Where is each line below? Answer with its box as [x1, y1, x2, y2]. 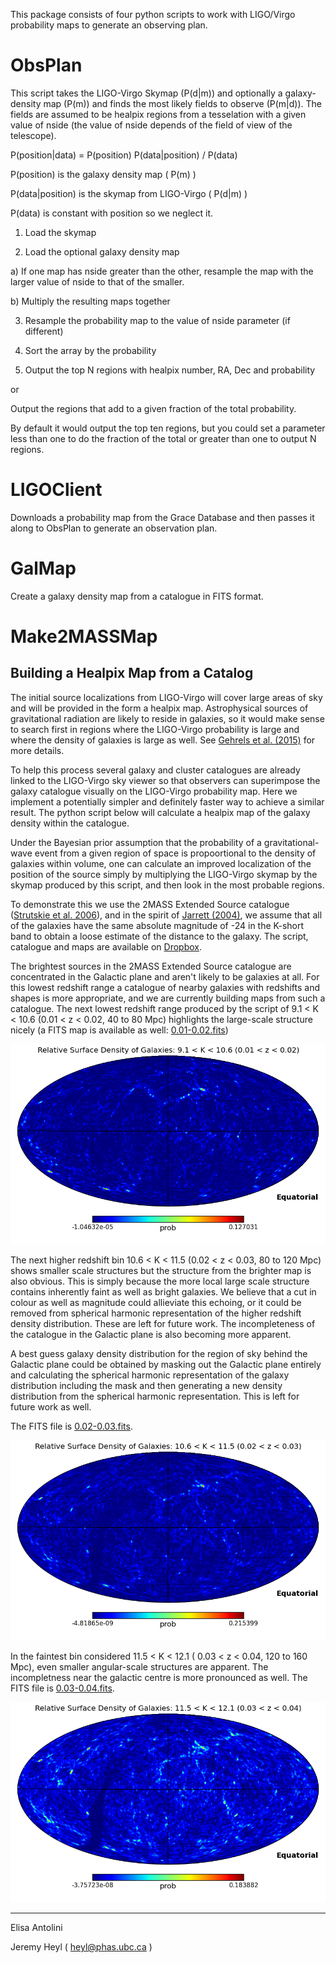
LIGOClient [10, 479, 103, 501]
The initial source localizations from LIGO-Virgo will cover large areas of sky [10, 691, 323, 703]
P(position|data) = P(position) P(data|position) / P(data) [10, 149, 238, 161]
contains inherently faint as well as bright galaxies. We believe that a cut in [10, 1286, 317, 1298]
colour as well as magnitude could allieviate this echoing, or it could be [10, 1297, 302, 1308]
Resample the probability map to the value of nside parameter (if [24, 314, 291, 326]
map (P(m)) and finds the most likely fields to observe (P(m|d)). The [43, 97, 322, 109]
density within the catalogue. [10, 817, 130, 829]
